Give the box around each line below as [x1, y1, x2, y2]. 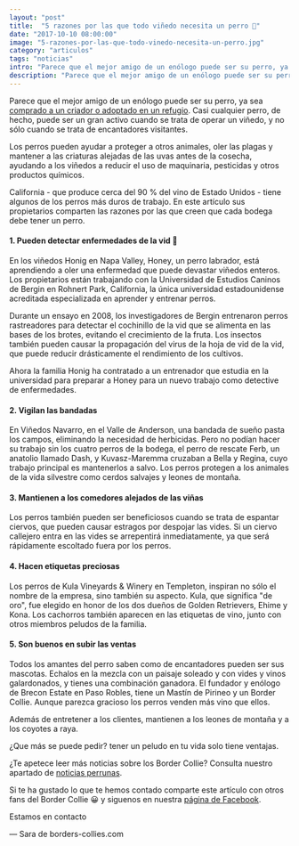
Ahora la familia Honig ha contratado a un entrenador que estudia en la [9, 365, 270, 376]
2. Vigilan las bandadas [9, 404, 98, 415]
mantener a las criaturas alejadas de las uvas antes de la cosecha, [9, 150, 252, 161]
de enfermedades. [9, 384, 77, 395]
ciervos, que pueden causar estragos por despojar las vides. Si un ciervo [9, 522, 278, 533]
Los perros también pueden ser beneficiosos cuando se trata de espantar [9, 512, 279, 523]
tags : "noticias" [9, 54, 74, 63]
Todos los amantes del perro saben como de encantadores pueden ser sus [9, 658, 285, 669]
